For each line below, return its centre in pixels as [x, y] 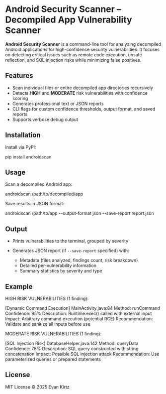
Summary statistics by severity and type [61, 271]
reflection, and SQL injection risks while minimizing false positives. [73, 60]
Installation [23, 135]
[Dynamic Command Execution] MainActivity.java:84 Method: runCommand [83, 308]
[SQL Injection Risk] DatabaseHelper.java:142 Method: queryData [72, 343]
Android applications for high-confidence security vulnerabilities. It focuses [83, 49]
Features [19, 76]
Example [19, 287]
